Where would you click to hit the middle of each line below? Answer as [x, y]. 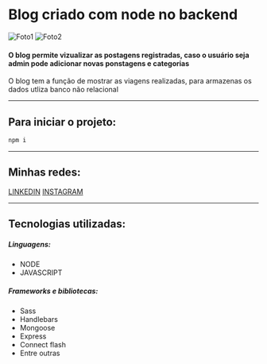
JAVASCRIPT [41, 273]
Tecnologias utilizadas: [67, 224]
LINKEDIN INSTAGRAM [46, 192]
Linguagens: [30, 244]
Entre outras [40, 353]
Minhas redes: [44, 172]
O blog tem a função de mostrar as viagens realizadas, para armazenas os [130, 81]
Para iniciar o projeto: [62, 122]
